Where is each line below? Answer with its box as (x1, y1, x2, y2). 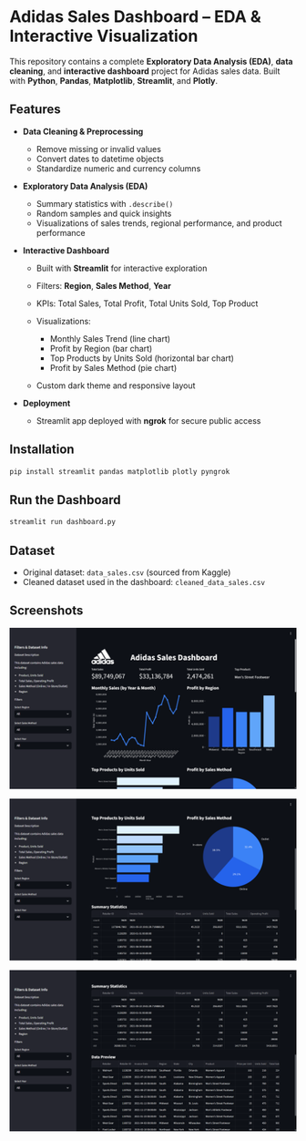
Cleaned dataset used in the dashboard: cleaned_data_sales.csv (22, 576, 266, 587)
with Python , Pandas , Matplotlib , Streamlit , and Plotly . (9, 75, 219, 86)
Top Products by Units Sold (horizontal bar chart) (49, 353, 235, 364)
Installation (9, 442, 75, 457)
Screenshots (9, 603, 84, 619)
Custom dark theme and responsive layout (36, 380, 196, 391)
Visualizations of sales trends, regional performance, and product (36, 217, 282, 229)
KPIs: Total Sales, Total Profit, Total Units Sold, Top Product (36, 298, 259, 309)
